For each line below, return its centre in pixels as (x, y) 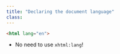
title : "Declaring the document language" (60, 12)
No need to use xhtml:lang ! (49, 45)
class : (14, 17)
